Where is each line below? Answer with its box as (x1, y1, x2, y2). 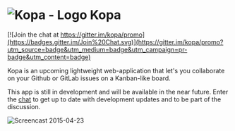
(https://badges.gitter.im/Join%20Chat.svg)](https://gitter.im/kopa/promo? (7, 37, 224, 46)
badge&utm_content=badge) (7, 53, 91, 61)
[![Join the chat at (7, 30, 59, 39)
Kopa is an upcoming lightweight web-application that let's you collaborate (7, 66, 225, 75)
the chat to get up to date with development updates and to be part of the (7, 95, 222, 104)
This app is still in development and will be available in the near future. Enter (7, 87, 229, 96)
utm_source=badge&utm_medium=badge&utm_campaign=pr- (7, 45, 188, 54)
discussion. (7, 102, 41, 111)
